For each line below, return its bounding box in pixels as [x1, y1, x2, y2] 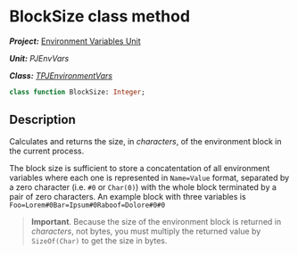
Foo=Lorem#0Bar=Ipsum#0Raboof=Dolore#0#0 [9, 201, 166, 210]
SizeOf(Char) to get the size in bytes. [30, 234, 168, 246]
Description [9, 112, 76, 127]
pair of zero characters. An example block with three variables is [9, 191, 247, 202]
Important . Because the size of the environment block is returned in [30, 216, 282, 226]
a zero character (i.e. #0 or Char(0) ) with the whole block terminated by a [9, 181, 277, 193]
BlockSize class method [9, 6, 190, 27]
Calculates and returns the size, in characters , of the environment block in [9, 136, 282, 146]
